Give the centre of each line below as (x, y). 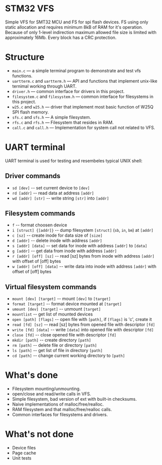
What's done (32, 375)
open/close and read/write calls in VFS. (52, 394)
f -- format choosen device (39, 225)
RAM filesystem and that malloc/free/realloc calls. (62, 409)
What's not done (39, 434)
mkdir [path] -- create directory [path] (52, 340)
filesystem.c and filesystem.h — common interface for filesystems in (83, 96)
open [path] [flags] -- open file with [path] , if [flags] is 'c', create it (82, 319)
